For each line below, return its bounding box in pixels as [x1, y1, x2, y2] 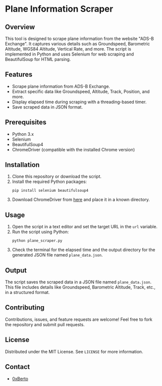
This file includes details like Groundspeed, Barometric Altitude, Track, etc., [5, 284, 156, 290]
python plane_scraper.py [12, 239, 63, 243]
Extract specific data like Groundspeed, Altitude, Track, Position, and [12, 89, 150, 94]
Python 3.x [12, 131, 34, 137]
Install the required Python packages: [12, 179, 87, 184]
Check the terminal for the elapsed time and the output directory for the [12, 247, 155, 253]
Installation [5, 161, 40, 169]
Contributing [5, 303, 45, 312]
